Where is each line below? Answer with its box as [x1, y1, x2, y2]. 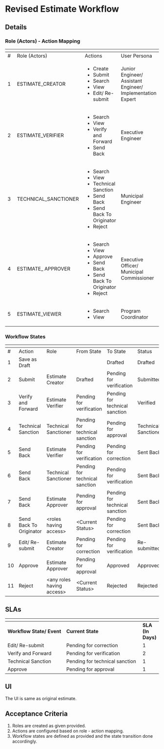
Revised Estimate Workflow [5, 3, 120, 15]
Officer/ [121, 262, 139, 269]
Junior [121, 65, 136, 72]
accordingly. [12, 738, 38, 744]
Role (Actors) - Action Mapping [5, 38, 81, 45]
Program [121, 307, 141, 314]
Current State [66, 628, 99, 634]
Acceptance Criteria [5, 710, 68, 718]
